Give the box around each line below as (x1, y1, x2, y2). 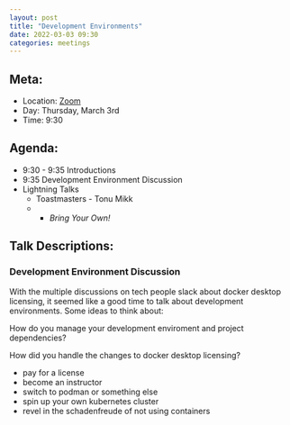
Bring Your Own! (49, 212, 111, 223)
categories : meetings (9, 38, 91, 48)
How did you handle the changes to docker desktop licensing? (9, 349, 241, 360)
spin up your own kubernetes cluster (22, 395, 159, 406)
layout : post (9, 13, 59, 23)
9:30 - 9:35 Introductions (22, 164, 116, 176)
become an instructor (22, 376, 103, 387)
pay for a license (22, 366, 85, 378)
